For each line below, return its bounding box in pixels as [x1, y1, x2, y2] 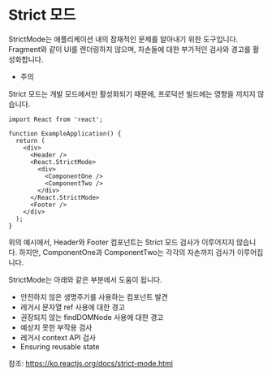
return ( [15, 136, 45, 145]
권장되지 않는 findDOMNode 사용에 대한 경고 [19, 312, 164, 322]
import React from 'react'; [8, 115, 104, 123]
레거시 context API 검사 [19, 332, 96, 342]
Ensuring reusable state [19, 341, 100, 352]
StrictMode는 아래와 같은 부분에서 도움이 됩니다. [8, 274, 162, 284]
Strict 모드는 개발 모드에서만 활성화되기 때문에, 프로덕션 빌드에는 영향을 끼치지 [8, 89, 256, 98]
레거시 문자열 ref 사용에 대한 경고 [19, 302, 126, 312]
